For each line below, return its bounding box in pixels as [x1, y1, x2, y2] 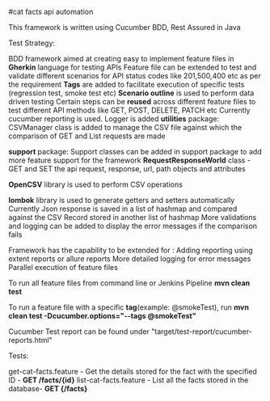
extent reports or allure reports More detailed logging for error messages [8, 254, 251, 264]
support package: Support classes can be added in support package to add [8, 147, 262, 156]
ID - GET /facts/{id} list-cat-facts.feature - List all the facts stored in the [8, 375, 249, 385]
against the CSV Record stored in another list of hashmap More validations [8, 213, 257, 222]
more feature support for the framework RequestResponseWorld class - [8, 155, 251, 165]
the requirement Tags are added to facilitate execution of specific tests [8, 80, 245, 89]
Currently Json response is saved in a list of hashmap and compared [8, 204, 238, 213]
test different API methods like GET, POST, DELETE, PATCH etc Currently [8, 105, 251, 115]
